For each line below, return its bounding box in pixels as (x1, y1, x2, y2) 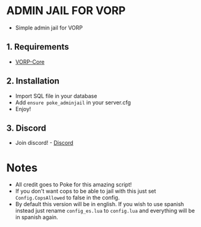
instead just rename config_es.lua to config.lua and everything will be (15, 207, 195, 215)
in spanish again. (15, 214, 58, 221)
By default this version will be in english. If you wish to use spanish (15, 201, 184, 208)
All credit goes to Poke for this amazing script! (15, 181, 132, 188)
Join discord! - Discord (15, 139, 74, 147)
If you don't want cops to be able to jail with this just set (15, 188, 156, 195)
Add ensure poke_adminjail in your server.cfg (15, 99, 131, 106)
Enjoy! (15, 105, 31, 112)
